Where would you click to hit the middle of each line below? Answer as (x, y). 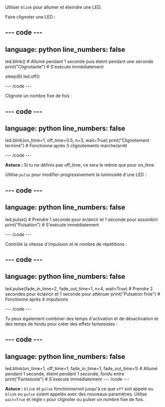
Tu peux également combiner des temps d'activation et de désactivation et (82, 318)
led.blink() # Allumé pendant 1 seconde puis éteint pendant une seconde (79, 61)
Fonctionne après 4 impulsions (37, 299)
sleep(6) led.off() (23, 76)
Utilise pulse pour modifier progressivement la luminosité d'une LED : (76, 175)
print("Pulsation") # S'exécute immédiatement (52, 224)
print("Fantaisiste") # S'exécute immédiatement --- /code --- (68, 379)
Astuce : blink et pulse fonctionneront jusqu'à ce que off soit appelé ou (79, 389)
